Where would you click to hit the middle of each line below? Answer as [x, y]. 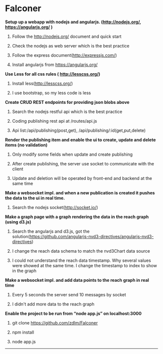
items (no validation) [26, 145]
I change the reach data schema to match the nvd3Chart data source [81, 251]
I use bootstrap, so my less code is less [51, 93]
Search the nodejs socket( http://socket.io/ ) [55, 207]
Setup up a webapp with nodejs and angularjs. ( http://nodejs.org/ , [73, 22]
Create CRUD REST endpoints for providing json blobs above [67, 102]
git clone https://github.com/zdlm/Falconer [55, 322]
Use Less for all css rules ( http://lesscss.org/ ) [53, 74]
